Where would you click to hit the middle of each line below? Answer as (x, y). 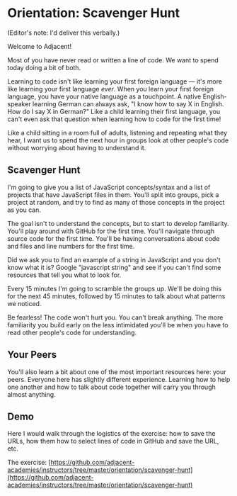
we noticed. (24, 303)
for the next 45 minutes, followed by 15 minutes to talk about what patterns (116, 296)
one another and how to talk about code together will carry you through (111, 387)
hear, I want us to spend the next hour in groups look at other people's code (118, 140)
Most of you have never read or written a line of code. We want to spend (113, 60)
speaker (19, 103)
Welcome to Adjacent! (40, 46)
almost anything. (31, 394)
